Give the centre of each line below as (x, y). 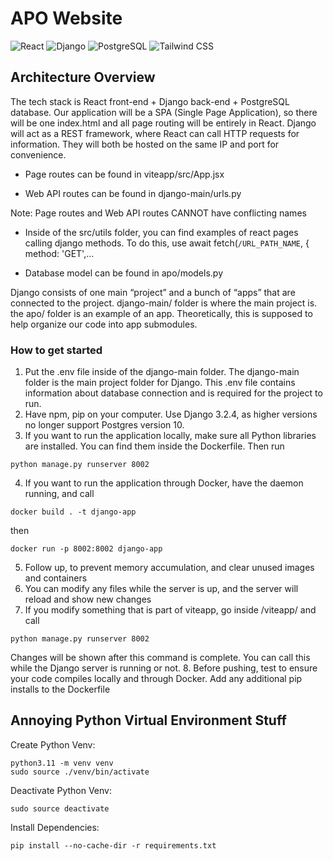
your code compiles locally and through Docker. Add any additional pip (156, 679)
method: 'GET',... (59, 253)
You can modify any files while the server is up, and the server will (161, 589)
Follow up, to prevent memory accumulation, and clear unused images (169, 568)
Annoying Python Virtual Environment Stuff (148, 720)
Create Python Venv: (53, 744)
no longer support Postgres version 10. (104, 425)
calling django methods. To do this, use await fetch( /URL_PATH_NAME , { (167, 243)
